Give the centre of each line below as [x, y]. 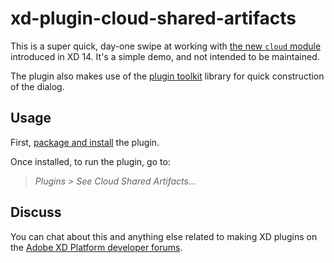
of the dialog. [37, 86]
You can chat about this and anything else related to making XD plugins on [164, 236]
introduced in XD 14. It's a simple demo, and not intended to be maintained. [165, 56]
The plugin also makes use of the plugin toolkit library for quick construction [167, 76]
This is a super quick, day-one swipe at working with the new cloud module [166, 46]
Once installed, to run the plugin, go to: [90, 161]
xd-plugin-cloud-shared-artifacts [153, 18]
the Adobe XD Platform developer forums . [96, 247]
